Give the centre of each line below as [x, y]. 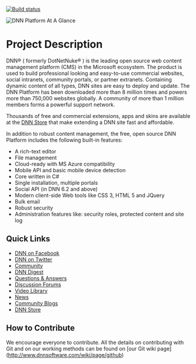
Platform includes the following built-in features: [64, 140]
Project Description [54, 45]
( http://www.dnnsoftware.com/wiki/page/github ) [65, 355]
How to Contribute [41, 328]
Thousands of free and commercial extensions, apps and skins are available [98, 116]
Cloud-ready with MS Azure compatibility [65, 164]
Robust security [34, 208]
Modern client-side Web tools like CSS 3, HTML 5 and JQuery [89, 195]
